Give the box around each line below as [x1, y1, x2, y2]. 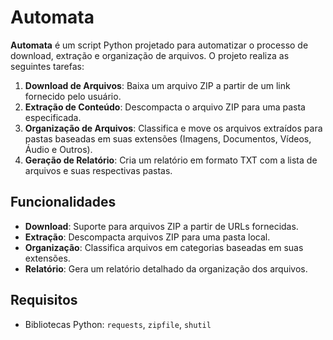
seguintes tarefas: [10, 60, 85, 72]
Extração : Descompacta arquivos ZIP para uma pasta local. [24, 231, 271, 243]
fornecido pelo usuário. [24, 90, 122, 102]
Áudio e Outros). [24, 143, 93, 155]
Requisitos [10, 292, 78, 309]
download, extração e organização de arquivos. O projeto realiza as [10, 49, 290, 61]
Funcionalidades [10, 194, 117, 211]
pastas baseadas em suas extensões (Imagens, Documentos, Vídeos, [24, 132, 312, 145]
